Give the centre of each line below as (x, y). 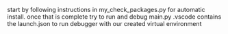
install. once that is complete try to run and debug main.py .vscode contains (114, 17)
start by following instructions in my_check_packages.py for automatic (106, 10)
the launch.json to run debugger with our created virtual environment (104, 24)
